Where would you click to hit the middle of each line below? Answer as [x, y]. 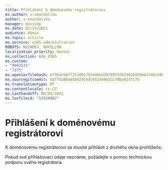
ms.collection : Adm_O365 [31, 56]
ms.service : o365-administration [40, 42]
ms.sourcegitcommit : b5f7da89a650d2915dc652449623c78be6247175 [72, 79]
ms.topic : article [24, 38]
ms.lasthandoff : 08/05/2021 [34, 93]
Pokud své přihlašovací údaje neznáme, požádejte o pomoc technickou [78, 157]
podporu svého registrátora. [34, 162]
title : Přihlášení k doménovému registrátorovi [56, 10]
